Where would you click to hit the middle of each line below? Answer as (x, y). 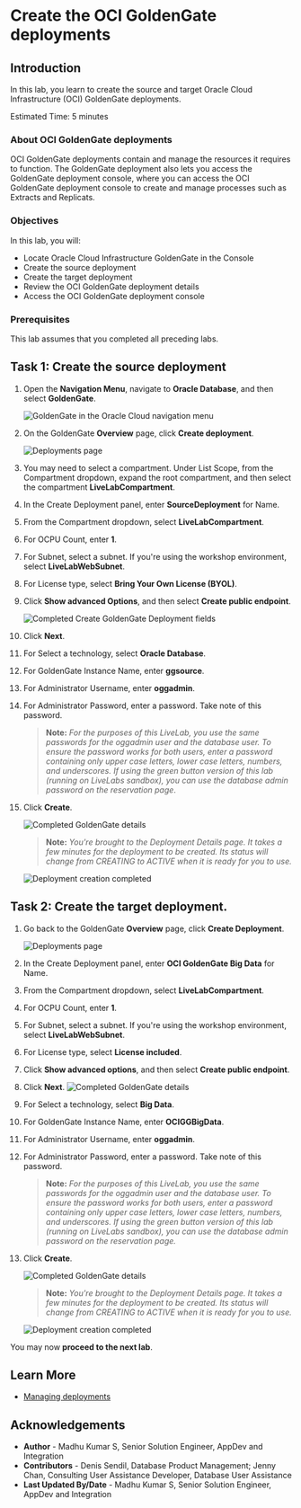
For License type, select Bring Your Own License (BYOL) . (130, 583)
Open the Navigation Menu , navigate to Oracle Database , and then (148, 388)
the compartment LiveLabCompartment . (99, 487)
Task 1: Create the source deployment (119, 367)
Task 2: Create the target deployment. (119, 907)
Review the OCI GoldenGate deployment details (111, 286)
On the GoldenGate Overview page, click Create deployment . (138, 433)
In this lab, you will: (46, 240)
